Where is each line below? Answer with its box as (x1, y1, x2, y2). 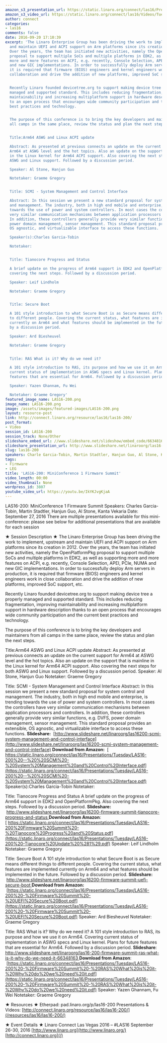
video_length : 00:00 (5, 475, 48, 480)
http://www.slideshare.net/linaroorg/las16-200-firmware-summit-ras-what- (5, 950, 160, 956)
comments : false (5, 30, 39, 35)
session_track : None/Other (5, 434, 61, 439)
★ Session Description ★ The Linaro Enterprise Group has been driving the (5, 534, 161, 539)
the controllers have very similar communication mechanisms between (5, 704, 150, 710)
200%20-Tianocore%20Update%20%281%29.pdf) (5, 841, 111, 847)
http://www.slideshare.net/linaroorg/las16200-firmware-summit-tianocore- (6, 809, 160, 815)
